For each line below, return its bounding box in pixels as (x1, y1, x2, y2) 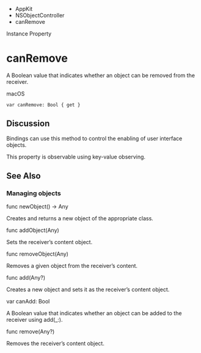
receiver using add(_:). (6, 316, 63, 324)
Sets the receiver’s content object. (6, 239, 93, 246)
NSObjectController (15, 12, 65, 19)
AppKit (15, 6, 33, 12)
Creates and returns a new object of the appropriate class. (6, 215, 154, 222)
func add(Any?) (6, 274, 46, 281)
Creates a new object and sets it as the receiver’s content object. (6, 286, 170, 293)
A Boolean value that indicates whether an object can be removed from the (6, 72, 196, 79)
